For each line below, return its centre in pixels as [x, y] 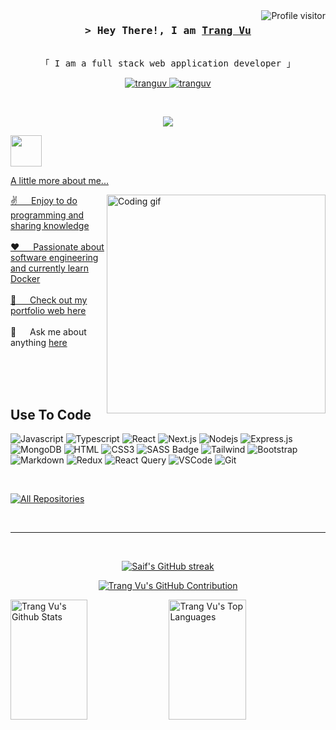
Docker [25, 279]
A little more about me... [59, 181]
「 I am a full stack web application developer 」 [168, 63]
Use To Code [51, 414]
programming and [47, 215]
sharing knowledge [50, 226]
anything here [39, 343]
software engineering [54, 258]
